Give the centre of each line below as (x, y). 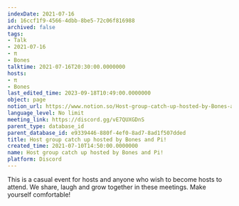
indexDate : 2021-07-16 (41, 14)
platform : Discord (34, 159)
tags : (15, 34)
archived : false (31, 27)
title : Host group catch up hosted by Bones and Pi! (87, 139)
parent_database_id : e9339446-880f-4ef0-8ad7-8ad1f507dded (97, 133)
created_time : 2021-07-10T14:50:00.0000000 (73, 146)
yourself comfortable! (39, 194)
